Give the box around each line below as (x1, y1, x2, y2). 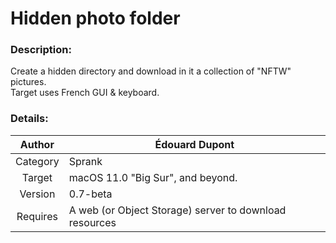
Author (19, 137, 55, 151)
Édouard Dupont (154, 137, 235, 151)
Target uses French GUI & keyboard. (10, 87, 160, 99)
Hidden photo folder (10, 7, 181, 30)
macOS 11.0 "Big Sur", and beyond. (68, 170, 238, 184)
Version (19, 187, 56, 201)
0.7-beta (68, 187, 113, 201)
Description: (10, 43, 72, 57)
